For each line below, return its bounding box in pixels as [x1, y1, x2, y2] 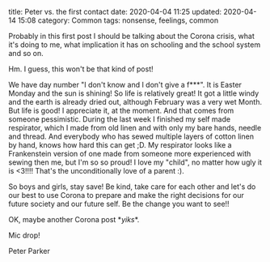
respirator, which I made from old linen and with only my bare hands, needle [8, 123, 262, 132]
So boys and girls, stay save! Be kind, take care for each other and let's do [8, 182, 256, 191]
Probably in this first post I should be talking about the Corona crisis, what [8, 32, 255, 41]
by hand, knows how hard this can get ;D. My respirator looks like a [8, 140, 232, 149]
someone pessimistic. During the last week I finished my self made [8, 114, 231, 124]
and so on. [8, 49, 44, 58]
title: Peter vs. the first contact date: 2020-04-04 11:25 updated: [8, 7, 222, 16]
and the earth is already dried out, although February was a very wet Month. [8, 97, 263, 106]
